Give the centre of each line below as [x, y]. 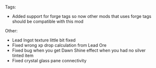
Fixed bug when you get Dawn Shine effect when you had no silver [79, 50]
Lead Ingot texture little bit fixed [44, 40]
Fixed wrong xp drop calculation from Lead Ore [59, 45]
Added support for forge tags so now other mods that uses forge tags [82, 16]
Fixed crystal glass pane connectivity [49, 61]
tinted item [23, 55]
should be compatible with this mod [48, 21]
